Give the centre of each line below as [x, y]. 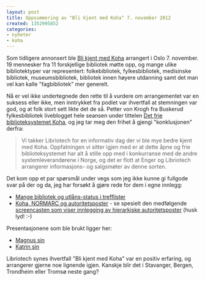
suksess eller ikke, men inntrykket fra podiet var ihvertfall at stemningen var [102, 102]
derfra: [15, 129]
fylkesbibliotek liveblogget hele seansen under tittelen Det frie [84, 115]
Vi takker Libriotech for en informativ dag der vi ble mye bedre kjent [107, 140]
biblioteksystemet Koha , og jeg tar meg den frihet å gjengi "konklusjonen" [99, 122]
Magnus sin [30, 240]
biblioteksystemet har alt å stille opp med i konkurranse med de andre [109, 153]
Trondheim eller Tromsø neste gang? [53, 271]
